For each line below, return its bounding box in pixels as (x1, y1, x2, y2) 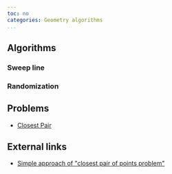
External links (7, 141, 67, 153)
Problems (7, 103, 50, 115)
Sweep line (7, 63, 45, 72)
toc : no (7, 10, 30, 17)
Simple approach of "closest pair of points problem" (17, 159, 165, 168)
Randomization (7, 81, 59, 90)
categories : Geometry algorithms (7, 17, 103, 23)
